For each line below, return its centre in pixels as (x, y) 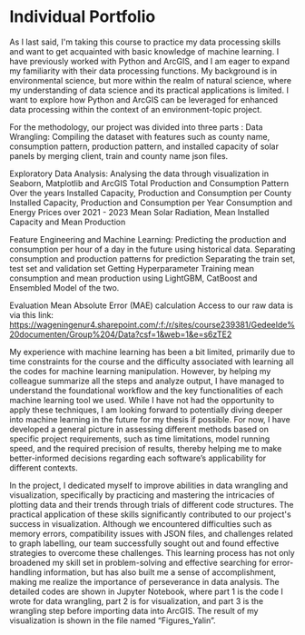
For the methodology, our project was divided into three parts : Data (136, 127)
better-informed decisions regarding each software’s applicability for (138, 458)
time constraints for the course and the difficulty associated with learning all (152, 362)
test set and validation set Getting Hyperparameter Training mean (132, 268)
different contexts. (44, 467)
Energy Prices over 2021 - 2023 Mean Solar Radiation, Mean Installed (139, 212)
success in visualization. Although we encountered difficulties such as (141, 523)
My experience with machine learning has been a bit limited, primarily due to (152, 352)
